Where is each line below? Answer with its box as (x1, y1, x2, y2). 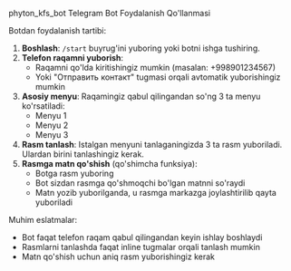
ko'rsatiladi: (21, 101, 65, 111)
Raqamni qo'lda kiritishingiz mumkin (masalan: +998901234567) (34, 63, 276, 73)
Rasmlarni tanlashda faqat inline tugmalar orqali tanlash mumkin (21, 242, 260, 252)
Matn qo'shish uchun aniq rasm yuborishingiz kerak (21, 251, 215, 262)
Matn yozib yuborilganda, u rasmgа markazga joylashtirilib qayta (34, 188, 277, 198)
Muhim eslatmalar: (8, 215, 78, 225)
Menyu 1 (34, 111, 67, 121)
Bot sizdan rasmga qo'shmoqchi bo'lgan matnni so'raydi (34, 178, 246, 189)
